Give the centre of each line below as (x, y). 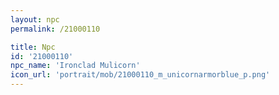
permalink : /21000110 (55, 29)
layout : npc (35, 19)
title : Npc (33, 47)
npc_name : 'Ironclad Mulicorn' (75, 66)
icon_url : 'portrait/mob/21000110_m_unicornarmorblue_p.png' (140, 75)
